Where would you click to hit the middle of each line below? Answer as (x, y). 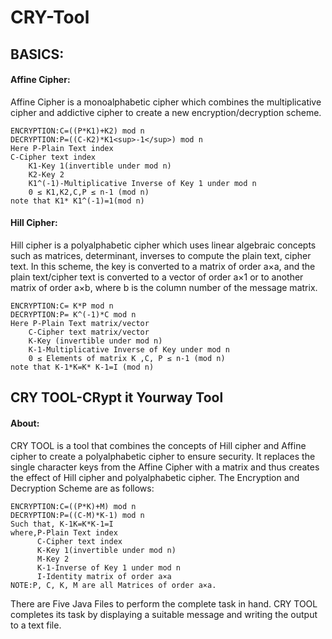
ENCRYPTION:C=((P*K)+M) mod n (73, 506)
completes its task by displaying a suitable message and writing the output (164, 614)
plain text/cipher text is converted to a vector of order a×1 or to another (157, 277)
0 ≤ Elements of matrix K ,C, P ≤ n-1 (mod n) (127, 358)
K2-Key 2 (46, 174)
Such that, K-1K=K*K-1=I (62, 524)
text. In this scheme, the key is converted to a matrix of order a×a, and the (163, 266)
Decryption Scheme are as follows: (82, 488)
